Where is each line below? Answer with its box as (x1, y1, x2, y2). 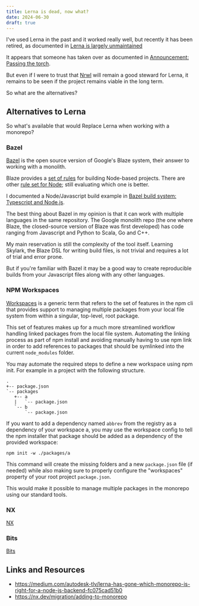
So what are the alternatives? (6, 90, 78, 97)
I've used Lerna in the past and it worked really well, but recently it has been (6, 36, 193, 43)
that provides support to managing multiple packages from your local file (6, 306, 185, 313)
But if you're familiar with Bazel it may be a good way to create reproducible (6, 265, 192, 272)
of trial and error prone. (6, 253, 64, 261)
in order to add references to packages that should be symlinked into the (6, 342, 184, 350)
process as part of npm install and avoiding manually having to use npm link (6, 336, 192, 343)
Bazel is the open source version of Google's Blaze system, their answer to (6, 157, 189, 164)
